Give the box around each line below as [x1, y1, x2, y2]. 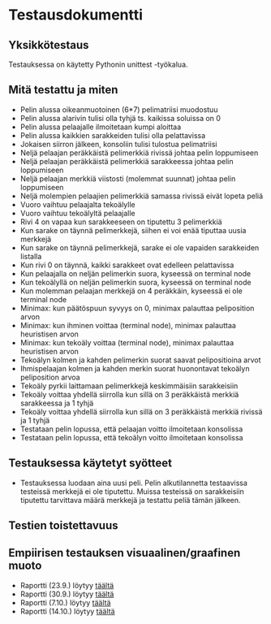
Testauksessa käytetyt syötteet [8, 457, 173, 470]
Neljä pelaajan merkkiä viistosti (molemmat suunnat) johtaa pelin [19, 173, 236, 184]
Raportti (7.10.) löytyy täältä [19, 597, 111, 607]
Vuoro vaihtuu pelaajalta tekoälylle [19, 199, 135, 209]
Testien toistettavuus [8, 518, 118, 533]
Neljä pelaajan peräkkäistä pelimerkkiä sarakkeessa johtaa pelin [19, 156, 234, 166]
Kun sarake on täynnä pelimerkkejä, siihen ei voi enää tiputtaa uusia [19, 225, 247, 235]
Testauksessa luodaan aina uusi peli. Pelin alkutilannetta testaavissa [19, 478, 247, 487]
